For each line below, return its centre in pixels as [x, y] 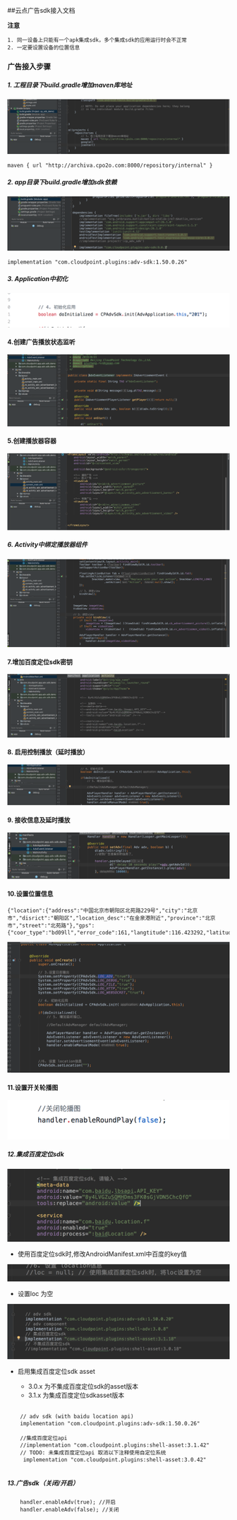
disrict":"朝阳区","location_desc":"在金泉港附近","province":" [114, 918]
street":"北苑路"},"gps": [59, 925]
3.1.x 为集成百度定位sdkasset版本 [76, 1395]
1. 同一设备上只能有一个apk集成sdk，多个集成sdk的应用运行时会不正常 [97, 40]
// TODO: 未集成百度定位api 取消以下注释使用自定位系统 [93, 1453]
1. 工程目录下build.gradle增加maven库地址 [70, 85]
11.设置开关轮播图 [33, 1087]
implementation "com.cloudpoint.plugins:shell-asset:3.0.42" [115, 1460]
